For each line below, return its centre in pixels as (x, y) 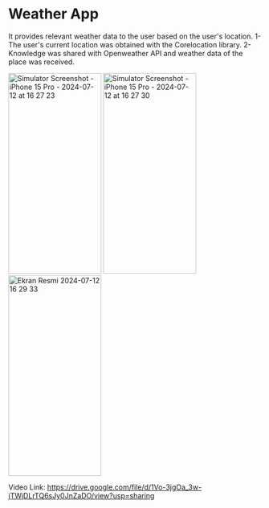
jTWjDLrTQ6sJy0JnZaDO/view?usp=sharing (82, 495)
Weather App (53, 14)
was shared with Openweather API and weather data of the (145, 53)
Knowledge (27, 53)
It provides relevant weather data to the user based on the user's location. (130, 36)
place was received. (41, 62)
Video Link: (27, 487)
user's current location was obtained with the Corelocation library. (132, 44)
